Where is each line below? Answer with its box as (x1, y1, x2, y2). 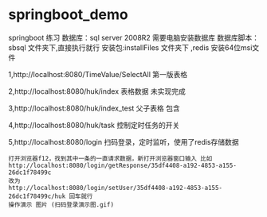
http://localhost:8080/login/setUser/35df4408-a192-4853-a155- (8, 184, 223, 192)
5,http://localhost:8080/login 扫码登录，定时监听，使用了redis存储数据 (8, 137, 239, 146)
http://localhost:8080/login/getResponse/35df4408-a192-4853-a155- (8, 161, 238, 169)
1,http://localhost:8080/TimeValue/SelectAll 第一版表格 (8, 69, 188, 79)
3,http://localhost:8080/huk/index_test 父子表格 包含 (8, 103, 181, 113)
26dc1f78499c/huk (8, 192, 66, 200)
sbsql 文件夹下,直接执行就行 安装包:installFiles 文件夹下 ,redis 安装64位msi (8, 42, 253, 52)
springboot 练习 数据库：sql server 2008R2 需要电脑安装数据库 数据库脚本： (8, 33, 260, 42)
